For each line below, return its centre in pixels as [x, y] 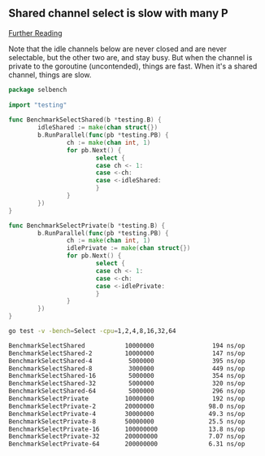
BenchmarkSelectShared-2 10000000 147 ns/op [127, 353]
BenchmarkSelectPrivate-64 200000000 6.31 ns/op [127, 444]
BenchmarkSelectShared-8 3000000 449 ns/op [127, 368]
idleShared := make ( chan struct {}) [98, 128]
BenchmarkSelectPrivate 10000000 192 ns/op [127, 399]
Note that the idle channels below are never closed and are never [118, 49]
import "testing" [38, 105]
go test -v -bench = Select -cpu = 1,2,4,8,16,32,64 [92, 331]
